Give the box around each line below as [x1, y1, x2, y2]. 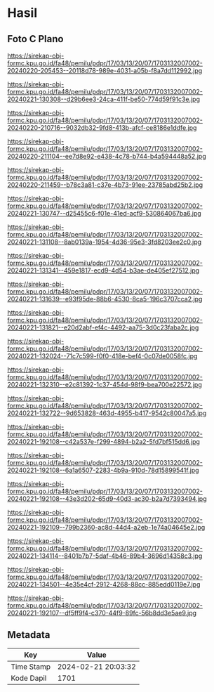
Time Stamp [11, 662, 51, 672]
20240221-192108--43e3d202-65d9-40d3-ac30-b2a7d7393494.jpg [7, 495, 207, 503]
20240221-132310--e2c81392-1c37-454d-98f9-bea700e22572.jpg [7, 381, 202, 389]
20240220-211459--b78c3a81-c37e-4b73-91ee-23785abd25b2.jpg [7, 181, 203, 189]
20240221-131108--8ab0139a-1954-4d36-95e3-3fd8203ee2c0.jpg [7, 237, 202, 246]
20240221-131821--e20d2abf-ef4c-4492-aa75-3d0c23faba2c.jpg [7, 323, 199, 332]
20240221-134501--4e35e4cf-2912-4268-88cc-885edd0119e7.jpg [7, 580, 201, 588]
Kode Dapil [11, 673, 47, 683]
